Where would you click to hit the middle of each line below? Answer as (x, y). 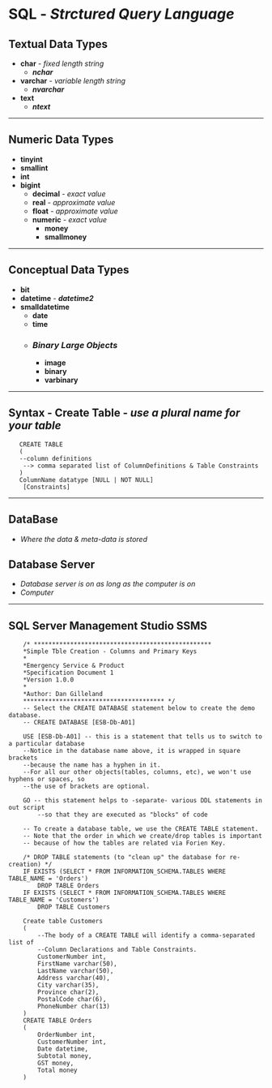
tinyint (31, 159)
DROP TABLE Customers (74, 907)
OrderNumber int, (66, 1035)
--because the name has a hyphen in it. (92, 765)
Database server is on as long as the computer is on (108, 584)
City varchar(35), (68, 985)
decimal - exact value (69, 194)
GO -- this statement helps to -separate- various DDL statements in (143, 801)
